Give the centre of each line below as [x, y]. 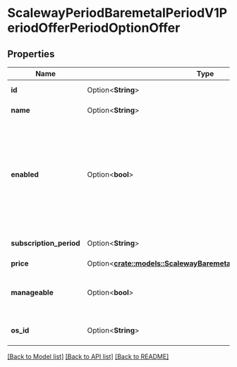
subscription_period [45, 243]
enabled [25, 174]
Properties [31, 54]
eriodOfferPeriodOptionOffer [94, 28]
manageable [32, 292]
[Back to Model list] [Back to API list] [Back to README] [88, 356]
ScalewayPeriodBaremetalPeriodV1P [117, 13]
